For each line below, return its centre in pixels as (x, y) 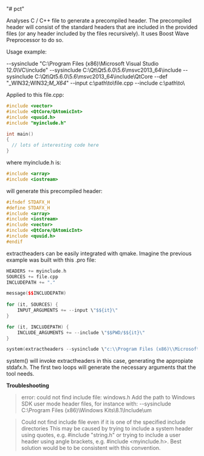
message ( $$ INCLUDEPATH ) (36, 293)
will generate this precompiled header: (54, 191)
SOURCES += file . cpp (32, 276)
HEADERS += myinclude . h (36, 271)
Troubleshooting (28, 385)
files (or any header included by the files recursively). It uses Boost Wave (98, 33)
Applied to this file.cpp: (35, 95)
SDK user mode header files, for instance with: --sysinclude (96, 404)
